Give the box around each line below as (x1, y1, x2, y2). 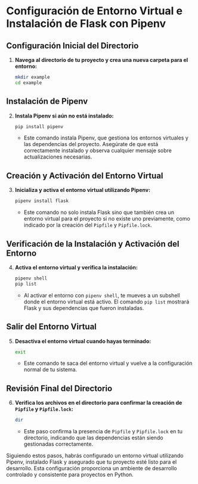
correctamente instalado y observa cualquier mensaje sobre (23, 147, 172, 154)
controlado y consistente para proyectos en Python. (6, 471, 134, 478)
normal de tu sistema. (23, 366, 78, 373)
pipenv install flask (14, 198, 69, 204)
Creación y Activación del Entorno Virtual (6, 170, 163, 181)
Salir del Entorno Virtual (6, 322, 97, 332)
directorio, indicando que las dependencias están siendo (23, 434, 163, 442)
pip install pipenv (14, 123, 64, 129)
